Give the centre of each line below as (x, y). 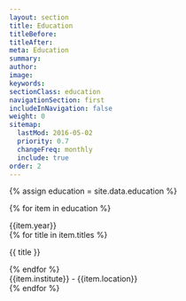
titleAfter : (31, 42)
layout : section (39, 17)
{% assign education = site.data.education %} (93, 191)
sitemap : (25, 125)
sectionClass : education (55, 91)
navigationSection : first (57, 100)
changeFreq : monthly (55, 149)
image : (21, 75)
